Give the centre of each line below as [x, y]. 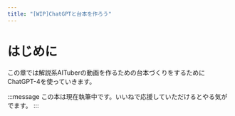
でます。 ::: [23, 105]
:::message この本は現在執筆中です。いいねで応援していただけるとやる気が [117, 96]
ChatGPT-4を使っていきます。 [52, 81]
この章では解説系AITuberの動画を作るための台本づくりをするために [106, 73]
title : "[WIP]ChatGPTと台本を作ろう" [59, 14]
